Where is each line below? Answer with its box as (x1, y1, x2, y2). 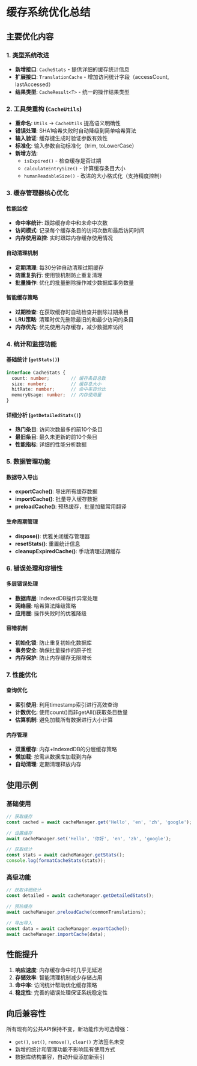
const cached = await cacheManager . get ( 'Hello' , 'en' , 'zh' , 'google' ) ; (6, 819, 192, 825)
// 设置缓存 (6, 830, 33, 836)
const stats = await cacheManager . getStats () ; (6, 852, 125, 858)
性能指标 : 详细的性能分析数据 (14, 441, 87, 448)
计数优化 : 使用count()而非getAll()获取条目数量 (14, 708, 128, 716)
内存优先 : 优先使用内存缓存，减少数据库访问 (14, 323, 124, 330)
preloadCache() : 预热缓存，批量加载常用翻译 (14, 503, 127, 510)
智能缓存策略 (6, 294, 38, 301)
